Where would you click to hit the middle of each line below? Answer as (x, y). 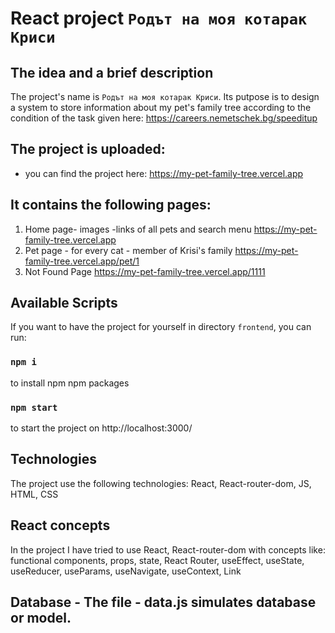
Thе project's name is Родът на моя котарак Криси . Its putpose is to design (165, 96)
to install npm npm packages (70, 383)
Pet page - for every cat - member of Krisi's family (128, 250)
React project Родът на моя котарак (159, 18)
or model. (41, 618)
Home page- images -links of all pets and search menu (138, 229)
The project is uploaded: (88, 149)
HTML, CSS (34, 494)
